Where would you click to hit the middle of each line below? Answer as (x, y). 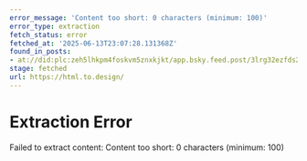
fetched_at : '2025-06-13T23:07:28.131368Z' (94, 43)
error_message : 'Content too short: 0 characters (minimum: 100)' (138, 18)
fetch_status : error (49, 35)
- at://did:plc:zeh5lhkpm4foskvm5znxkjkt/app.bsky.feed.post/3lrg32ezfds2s (157, 60)
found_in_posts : (40, 52)
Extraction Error (71, 121)
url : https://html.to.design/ (67, 77)
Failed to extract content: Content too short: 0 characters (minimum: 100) (147, 147)
